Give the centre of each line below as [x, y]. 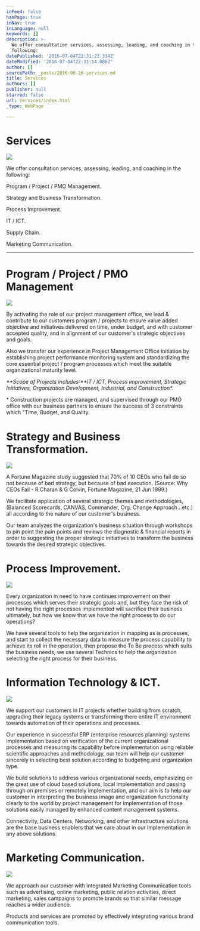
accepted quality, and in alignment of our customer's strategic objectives [96, 333]
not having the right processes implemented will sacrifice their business [94, 609]
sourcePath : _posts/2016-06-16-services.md [61, 73]
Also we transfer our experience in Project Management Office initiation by [98, 351]
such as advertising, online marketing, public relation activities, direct [91, 892]
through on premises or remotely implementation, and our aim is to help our [99, 791]
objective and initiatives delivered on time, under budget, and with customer [99, 327]
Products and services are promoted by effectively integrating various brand [100, 916]
